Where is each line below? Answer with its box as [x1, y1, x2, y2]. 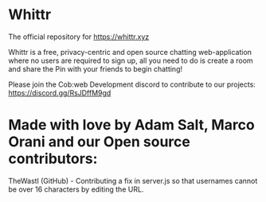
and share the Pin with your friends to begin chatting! [8, 64, 183, 73]
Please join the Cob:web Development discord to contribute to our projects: [8, 80, 256, 89]
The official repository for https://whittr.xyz [8, 32, 150, 41]
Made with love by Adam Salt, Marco [8, 116, 255, 134]
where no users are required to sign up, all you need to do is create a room [8, 56, 253, 65]
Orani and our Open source [8, 133, 191, 151]
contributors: [8, 150, 98, 168]
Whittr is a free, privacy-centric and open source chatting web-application [8, 47, 252, 56]
